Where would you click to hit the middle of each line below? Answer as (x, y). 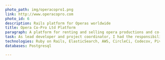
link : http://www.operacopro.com (39, 14)
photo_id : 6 (17, 19)
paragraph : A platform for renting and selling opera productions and (79, 32)
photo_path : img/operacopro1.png (39, 10)
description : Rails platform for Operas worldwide (58, 23)
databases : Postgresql (28, 46)
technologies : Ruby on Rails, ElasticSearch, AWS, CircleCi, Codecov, (79, 41)
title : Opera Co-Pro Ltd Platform (41, 28)
